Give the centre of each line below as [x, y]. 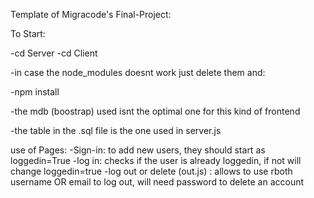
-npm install [35, 92]
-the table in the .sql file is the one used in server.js [116, 130]
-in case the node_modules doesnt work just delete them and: [138, 72]
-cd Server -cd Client [54, 53]
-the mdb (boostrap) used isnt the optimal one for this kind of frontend [155, 111]
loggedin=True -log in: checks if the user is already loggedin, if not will [156, 160]
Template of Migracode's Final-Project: [91, 14]
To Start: [28, 33]
